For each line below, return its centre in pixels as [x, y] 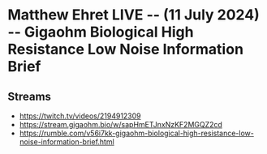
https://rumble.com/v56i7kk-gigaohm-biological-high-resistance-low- [137, 133]
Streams [30, 96]
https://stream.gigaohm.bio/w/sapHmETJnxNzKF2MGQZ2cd [121, 124]
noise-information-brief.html [67, 142]
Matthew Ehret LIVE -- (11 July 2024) [134, 15]
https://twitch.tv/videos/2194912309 [80, 116]
